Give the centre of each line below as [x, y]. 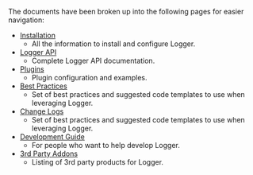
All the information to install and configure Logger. [113, 44]
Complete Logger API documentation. [93, 60]
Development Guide [52, 137]
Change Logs [42, 111]
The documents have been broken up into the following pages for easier [126, 12]
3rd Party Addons [48, 154]
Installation [38, 35]
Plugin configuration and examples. [90, 78]
